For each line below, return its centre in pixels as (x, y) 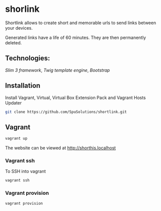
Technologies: (28, 58)
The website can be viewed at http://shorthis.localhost (60, 148)
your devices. (19, 28)
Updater (14, 103)
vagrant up (16, 139)
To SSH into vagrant (25, 172)
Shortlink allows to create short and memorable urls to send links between (81, 23)
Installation (23, 86)
